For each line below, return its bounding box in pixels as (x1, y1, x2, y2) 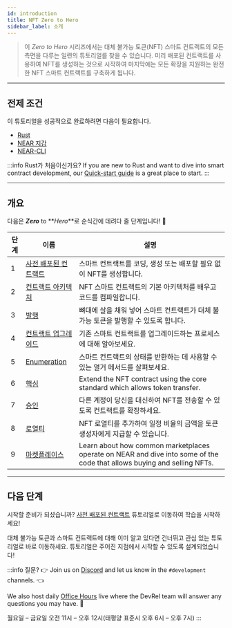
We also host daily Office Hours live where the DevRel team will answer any (7, 592, 222, 600)
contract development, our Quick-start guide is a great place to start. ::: (7, 169, 210, 177)
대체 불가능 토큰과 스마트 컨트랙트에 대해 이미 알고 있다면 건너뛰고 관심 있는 (7, 533, 210, 542)
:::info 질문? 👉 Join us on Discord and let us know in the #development (7, 565, 206, 574)
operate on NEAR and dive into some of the (79, 450, 219, 459)
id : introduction (7, 10, 57, 17)
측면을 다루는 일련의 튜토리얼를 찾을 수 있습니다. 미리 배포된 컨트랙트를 (23, 51, 214, 59)
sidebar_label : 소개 (7, 23, 64, 30)
